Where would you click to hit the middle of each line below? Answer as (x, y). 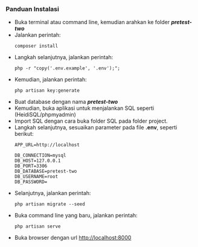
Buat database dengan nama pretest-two (66, 102)
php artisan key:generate (47, 91)
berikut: (24, 134)
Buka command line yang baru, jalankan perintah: (76, 216)
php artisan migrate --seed (49, 204)
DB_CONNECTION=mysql (40, 156)
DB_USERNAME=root (36, 177)
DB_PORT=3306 (31, 166)
